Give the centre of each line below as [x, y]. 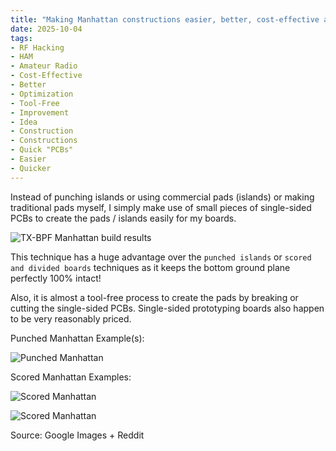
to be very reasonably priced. [71, 318]
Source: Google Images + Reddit [77, 435]
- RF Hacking [37, 47]
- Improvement [40, 112]
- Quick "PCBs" [42, 150]
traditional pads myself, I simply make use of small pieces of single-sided [161, 207]
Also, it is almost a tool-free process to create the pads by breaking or [154, 297]
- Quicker [31, 168]
